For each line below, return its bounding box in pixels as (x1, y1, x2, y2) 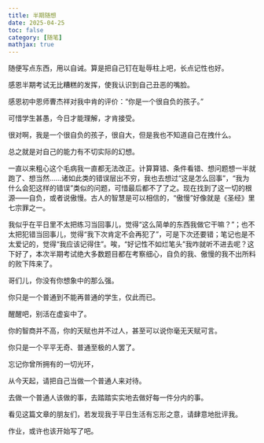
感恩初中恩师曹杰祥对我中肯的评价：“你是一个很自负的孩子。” (8, 97, 204, 106)
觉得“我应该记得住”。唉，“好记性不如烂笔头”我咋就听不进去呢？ (42, 239, 247, 249)
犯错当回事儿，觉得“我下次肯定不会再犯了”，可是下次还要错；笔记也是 (21, 230, 249, 239)
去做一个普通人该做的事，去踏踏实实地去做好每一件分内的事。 (8, 393, 208, 402)
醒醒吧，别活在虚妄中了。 (8, 309, 91, 319)
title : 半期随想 (8, 11, 57, 20)
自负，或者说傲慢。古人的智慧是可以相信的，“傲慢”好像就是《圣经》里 (28, 194, 255, 203)
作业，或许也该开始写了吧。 (8, 426, 98, 436)
